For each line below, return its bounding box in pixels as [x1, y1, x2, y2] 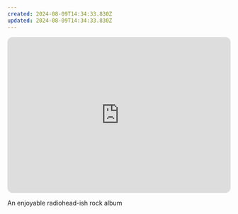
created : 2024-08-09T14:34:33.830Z [7, 10, 113, 18]
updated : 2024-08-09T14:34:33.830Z [7, 17, 113, 24]
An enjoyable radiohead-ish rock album [7, 198, 123, 207]
